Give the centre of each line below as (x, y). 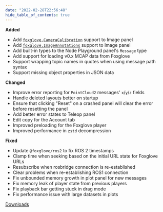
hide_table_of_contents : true (38, 15)
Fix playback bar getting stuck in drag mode (59, 189)
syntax (20, 67)
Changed (15, 82)
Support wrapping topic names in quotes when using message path (84, 61)
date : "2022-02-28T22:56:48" (36, 10)
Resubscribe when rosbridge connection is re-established (74, 167)
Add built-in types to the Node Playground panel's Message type (80, 50)
